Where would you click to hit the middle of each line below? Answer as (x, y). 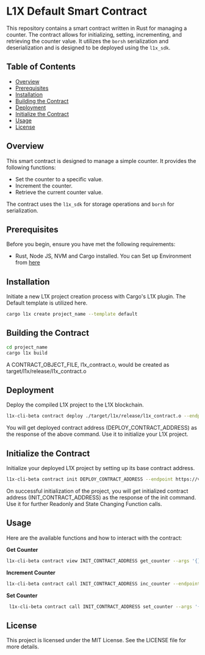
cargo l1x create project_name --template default (72, 314)
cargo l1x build (27, 353)
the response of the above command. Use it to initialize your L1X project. (97, 434)
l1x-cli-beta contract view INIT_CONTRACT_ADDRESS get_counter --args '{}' (105, 561)
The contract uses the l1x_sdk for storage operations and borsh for (90, 204)
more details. (23, 647)
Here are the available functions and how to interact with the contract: (94, 538)
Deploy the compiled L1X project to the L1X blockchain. (75, 405)
